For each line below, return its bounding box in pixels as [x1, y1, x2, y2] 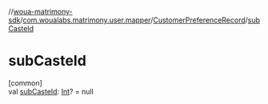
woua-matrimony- [13, 7, 74, 16]
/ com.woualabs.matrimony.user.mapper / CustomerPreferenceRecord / [19, 15, 248, 25]
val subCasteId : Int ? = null [8, 86, 94, 96]
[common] [8, 78, 42, 87]
